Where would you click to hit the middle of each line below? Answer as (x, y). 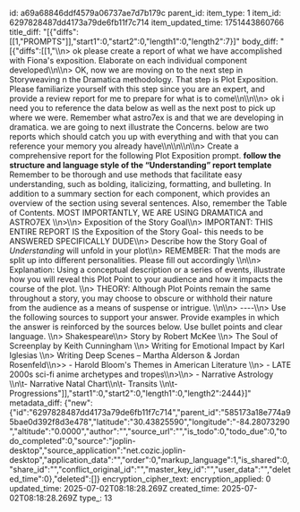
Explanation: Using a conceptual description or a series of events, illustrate (147, 269)
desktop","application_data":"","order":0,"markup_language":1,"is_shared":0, (150, 460)
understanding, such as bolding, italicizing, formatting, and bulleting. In (140, 184)
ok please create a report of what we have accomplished (177, 51)
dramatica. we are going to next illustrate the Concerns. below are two (139, 127)
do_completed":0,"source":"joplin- (73, 441)
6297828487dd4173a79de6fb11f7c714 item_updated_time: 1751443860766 (147, 22)
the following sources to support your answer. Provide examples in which (145, 317)
